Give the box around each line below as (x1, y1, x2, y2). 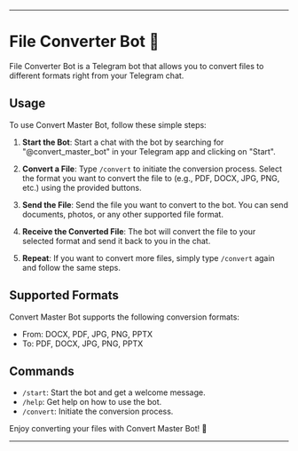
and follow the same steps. (21, 262, 122, 273)
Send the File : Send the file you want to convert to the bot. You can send (21, 199, 288, 210)
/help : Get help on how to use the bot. (21, 397, 162, 407)
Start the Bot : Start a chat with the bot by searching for (21, 137, 224, 147)
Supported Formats (9, 288, 120, 303)
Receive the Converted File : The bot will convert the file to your (21, 225, 256, 236)
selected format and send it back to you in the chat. (21, 235, 211, 246)
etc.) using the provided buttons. (21, 182, 142, 193)
